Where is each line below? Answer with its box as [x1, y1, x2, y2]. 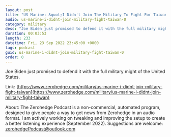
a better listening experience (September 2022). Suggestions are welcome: [5, 120, 163, 127]
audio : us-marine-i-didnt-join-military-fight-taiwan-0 [5, 17, 126, 22]
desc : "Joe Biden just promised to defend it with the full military [5, 26, 156, 31]
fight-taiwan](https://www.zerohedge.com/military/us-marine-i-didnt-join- [5, 89, 161, 95]
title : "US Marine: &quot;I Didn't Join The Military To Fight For [5, 12, 152, 17]
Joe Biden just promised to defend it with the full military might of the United [5, 68, 165, 75]
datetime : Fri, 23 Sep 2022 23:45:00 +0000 [5, 41, 99, 46]
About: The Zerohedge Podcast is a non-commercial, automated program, [5, 105, 161, 111]
